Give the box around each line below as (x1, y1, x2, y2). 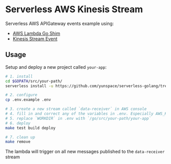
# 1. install (5, 74, 33, 79)
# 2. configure (5, 93, 38, 98)
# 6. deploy (5, 121, 31, 126)
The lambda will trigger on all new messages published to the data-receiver (5, 149, 165, 155)
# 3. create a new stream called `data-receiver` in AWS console (5, 106, 147, 112)
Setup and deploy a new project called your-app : (5, 64, 107, 70)
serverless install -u (5, 83, 53, 89)
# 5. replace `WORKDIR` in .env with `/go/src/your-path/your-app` (5, 116, 152, 121)
